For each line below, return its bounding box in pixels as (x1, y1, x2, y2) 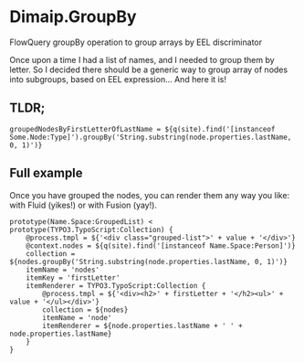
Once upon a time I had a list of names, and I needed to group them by (9, 54, 276, 65)
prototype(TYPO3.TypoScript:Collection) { (9, 225, 173, 234)
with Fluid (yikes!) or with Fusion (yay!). (9, 199, 158, 210)
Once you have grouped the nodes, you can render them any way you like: (9, 189, 290, 200)
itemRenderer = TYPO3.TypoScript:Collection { (26, 281, 206, 290)
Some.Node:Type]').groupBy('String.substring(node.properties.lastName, (9, 133, 292, 142)
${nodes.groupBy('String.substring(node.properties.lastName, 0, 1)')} (9, 257, 288, 266)
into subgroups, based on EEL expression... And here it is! (9, 73, 226, 84)
